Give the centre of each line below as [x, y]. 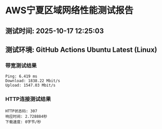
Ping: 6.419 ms [21, 76]
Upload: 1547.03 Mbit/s [31, 85]
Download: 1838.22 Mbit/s [33, 81]
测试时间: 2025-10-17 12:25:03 [55, 31]
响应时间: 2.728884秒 [26, 116]
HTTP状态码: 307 [21, 111]
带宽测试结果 [21, 65]
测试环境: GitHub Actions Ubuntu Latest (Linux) [81, 50]
